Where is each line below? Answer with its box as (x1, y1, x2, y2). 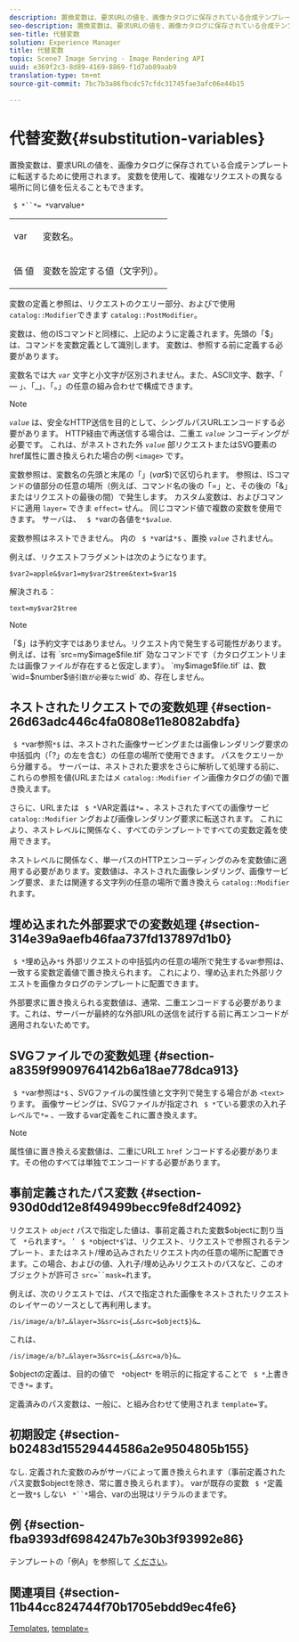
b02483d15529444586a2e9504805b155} (9, 1442, 250, 1457)
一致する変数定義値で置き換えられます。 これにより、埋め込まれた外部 (9, 968, 268, 978)
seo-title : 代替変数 (9, 29, 80, 38)
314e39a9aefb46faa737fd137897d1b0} (9, 931, 232, 946)
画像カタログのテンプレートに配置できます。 (39, 978, 204, 989)
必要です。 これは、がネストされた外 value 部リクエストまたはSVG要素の (9, 438, 278, 450)
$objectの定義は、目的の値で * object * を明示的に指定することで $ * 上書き (9, 1368, 289, 1379)
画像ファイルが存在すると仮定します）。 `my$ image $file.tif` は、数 (24, 660, 267, 671)
